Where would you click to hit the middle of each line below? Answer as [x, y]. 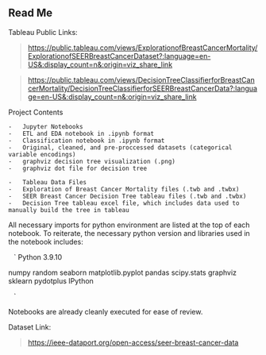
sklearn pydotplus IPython [51, 280]
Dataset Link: [30, 327]
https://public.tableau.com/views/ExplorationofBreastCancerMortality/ [143, 48]
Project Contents [36, 112]
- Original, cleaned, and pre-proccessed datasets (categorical [120, 147]
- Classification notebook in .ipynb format [87, 141]
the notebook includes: [46, 241]
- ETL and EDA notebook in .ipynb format [81, 133]
